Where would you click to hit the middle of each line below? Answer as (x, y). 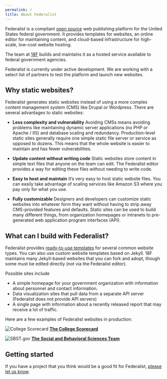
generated (23, 220)
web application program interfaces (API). (78, 220)
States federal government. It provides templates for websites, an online (79, 34)
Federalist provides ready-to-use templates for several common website (79, 248)
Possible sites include (27, 274)
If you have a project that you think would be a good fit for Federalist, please (83, 366)
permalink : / (19, 10)
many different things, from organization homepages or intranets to (82, 215)
